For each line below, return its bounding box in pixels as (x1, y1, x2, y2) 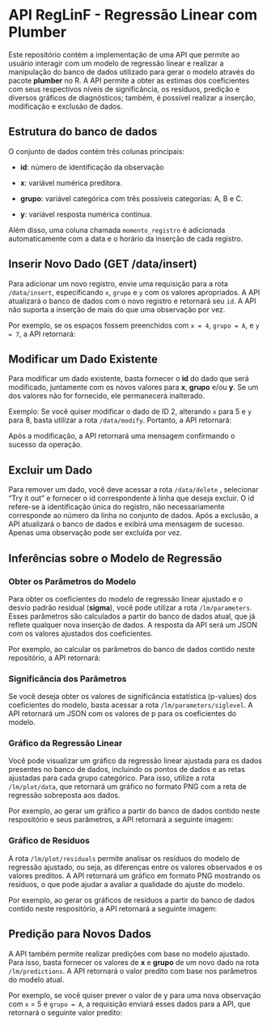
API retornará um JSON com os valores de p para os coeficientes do (8, 709, 237, 718)
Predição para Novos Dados (8, 927, 152, 941)
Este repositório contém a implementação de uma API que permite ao (8, 49, 240, 59)
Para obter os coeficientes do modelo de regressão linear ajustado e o (8, 594, 243, 603)
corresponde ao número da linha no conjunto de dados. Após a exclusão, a (8, 511, 259, 521)
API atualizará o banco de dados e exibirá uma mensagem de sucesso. (8, 519, 245, 529)
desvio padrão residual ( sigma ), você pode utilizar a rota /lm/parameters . (8, 603, 252, 612)
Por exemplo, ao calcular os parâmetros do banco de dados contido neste (8, 644, 256, 654)
